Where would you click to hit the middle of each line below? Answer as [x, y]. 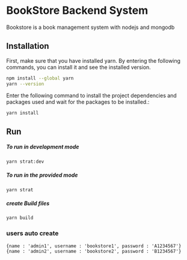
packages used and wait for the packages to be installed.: [78, 102]
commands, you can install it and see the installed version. [79, 67]
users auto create [32, 233]
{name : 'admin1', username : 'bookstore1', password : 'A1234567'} [94, 246]
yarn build [20, 218]
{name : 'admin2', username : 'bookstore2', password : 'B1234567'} [94, 251]
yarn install [23, 113]
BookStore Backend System [77, 11]
